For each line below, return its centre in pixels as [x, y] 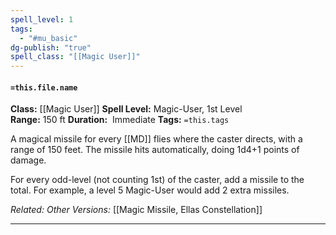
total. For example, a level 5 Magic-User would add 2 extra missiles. [150, 190]
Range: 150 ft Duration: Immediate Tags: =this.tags [120, 120]
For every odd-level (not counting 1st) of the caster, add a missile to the [157, 180]
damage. [28, 160]
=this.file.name [44, 87]
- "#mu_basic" [48, 38]
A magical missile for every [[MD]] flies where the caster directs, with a [156, 139]
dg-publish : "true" [51, 47]
